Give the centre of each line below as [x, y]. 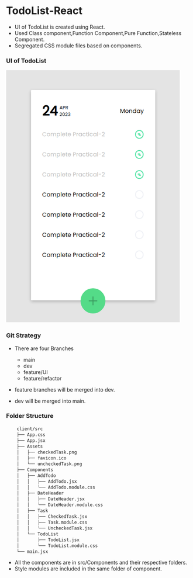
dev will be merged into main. [50, 401]
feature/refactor [42, 378]
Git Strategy [23, 335]
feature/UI [35, 372]
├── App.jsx [31, 440]
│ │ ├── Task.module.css [52, 522]
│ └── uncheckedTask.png [49, 464]
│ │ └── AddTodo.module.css [56, 487]
